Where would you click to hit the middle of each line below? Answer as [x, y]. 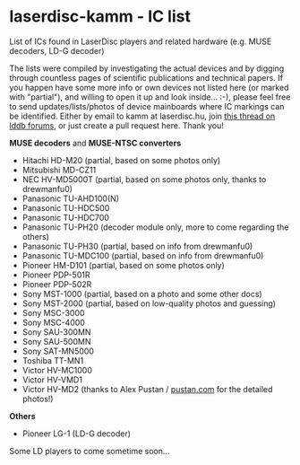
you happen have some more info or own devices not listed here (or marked [149, 87]
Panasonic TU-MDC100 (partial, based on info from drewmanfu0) [143, 255]
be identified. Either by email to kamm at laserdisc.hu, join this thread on [142, 116]
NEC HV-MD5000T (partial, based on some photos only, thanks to [144, 179]
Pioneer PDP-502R [57, 284]
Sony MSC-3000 [53, 312]
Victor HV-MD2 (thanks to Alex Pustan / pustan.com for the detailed [147, 389]
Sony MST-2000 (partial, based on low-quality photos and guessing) [149, 303]
